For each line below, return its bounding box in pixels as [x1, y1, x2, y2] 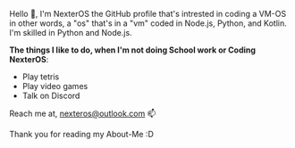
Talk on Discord [21, 90, 80, 101]
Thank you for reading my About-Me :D [9, 129, 155, 139]
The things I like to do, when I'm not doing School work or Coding [9, 45, 257, 55]
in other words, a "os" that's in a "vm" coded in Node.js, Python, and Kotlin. [9, 18, 288, 29]
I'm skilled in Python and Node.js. [9, 28, 132, 37]
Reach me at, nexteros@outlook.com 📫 [9, 108, 156, 119]
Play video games [21, 81, 88, 91]
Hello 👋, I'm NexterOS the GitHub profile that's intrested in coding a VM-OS [9, 9, 287, 19]
